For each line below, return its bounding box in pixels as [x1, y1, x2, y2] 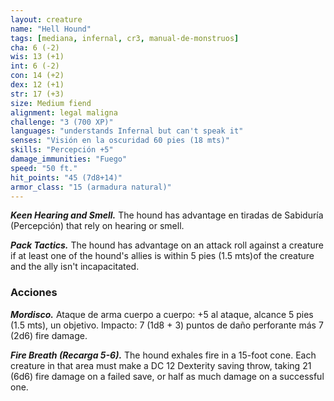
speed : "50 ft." [10, 163, 78, 173]
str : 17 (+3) [10, 89, 65, 99]
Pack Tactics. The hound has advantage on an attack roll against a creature [10, 239, 324, 251]
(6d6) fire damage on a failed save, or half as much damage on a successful [10, 370, 325, 382]
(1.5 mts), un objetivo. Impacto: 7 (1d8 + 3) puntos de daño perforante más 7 [10, 319, 324, 331]
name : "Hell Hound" [10, 24, 92, 34]
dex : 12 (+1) [10, 80, 65, 90]
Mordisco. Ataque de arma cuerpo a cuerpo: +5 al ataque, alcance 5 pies [10, 308, 314, 320]
